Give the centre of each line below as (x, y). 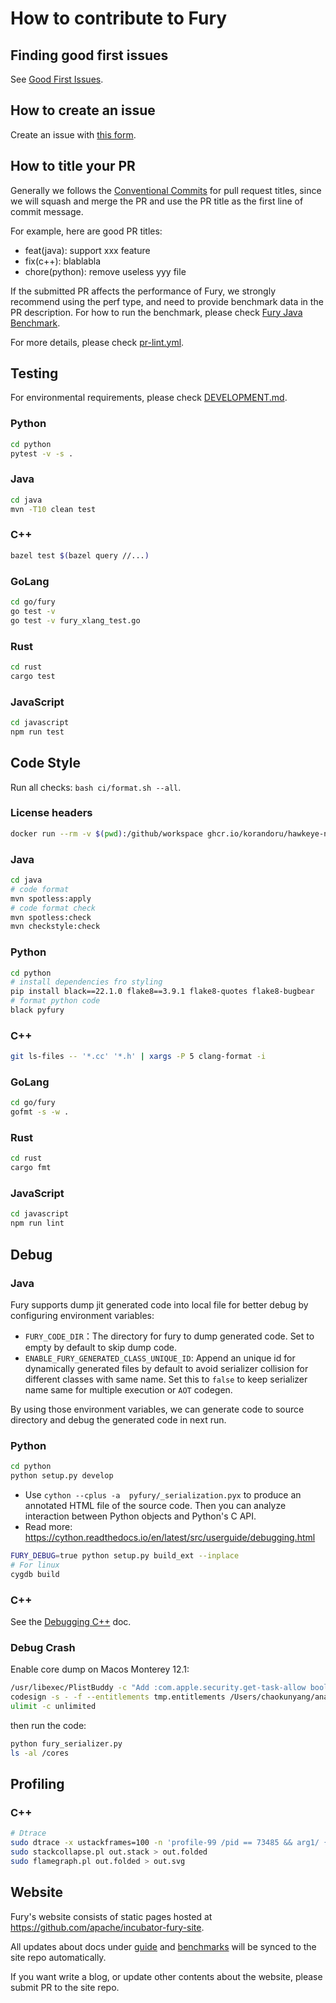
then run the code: (48, 1725)
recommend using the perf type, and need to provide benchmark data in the (167, 301)
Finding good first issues (89, 55)
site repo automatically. (58, 1957)
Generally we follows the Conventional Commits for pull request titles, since (166, 190)
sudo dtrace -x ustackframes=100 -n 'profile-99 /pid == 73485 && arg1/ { (169, 1843)
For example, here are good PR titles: (86, 231)
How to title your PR (73, 166)
